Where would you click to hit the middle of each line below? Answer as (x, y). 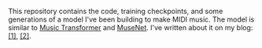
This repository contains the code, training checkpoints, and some (116, 11)
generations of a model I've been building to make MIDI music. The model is (131, 19)
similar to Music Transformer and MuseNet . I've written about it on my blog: (131, 27)
